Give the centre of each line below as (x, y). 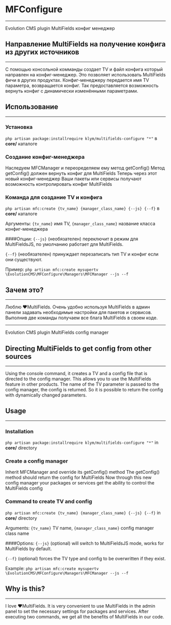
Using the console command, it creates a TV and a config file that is (76, 374)
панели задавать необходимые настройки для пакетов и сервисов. (79, 312)
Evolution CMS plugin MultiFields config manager (57, 332)
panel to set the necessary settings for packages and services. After (77, 611)
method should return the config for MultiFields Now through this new (78, 477)
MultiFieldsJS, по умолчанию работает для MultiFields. (64, 244)
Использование (32, 107)
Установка (19, 127)
